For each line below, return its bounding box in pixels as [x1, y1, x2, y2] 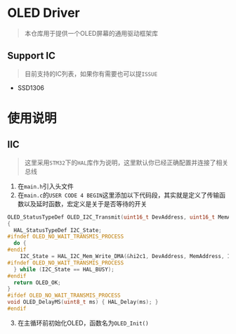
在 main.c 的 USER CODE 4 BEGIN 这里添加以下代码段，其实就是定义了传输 [17, 191, 220, 199]
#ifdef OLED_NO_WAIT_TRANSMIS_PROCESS [7, 292, 121, 300]
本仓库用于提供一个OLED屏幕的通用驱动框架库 [24, 29, 158, 37]
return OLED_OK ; [13, 279, 61, 286]
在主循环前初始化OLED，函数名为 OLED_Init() [17, 319, 149, 327]
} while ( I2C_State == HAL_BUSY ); [13, 266, 114, 273]
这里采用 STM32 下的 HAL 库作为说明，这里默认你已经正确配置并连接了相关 [24, 158, 229, 167]
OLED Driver [7, 5, 80, 21]
